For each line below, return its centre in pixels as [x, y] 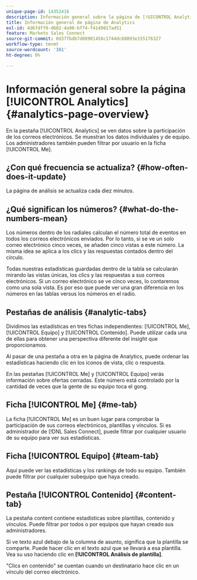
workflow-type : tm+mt [33, 45]
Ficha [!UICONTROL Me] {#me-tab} [72, 405]
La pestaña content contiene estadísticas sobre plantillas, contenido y [90, 518]
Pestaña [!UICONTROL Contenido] [70, 495]
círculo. [15, 257]
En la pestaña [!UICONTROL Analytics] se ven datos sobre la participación [96, 130]
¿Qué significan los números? [62, 209]
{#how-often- [163, 167]
